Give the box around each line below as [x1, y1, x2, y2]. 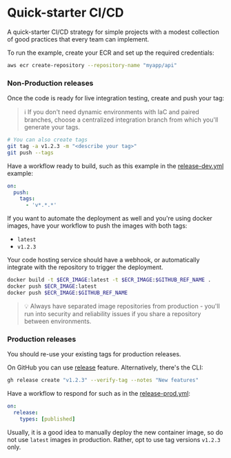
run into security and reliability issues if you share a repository [23, 309, 201, 318]
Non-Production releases [7, 78, 94, 88]
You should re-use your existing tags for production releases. [7, 350, 181, 358]
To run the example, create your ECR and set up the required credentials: [7, 48, 214, 57]
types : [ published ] [19, 415, 76, 423]
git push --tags [7, 149, 54, 156]
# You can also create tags [7, 136, 88, 143]
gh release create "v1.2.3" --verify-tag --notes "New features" [7, 377, 199, 384]
